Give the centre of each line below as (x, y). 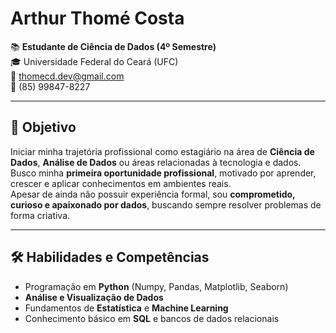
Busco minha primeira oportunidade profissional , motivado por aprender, (163, 173)
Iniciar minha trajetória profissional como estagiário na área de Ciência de (162, 151)
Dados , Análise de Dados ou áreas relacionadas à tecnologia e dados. (156, 162)
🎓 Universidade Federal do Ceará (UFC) (94, 61)
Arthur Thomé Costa (97, 18)
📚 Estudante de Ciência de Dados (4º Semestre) (113, 46)
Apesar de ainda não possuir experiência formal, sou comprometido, (153, 194)
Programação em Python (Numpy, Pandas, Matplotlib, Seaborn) (156, 286)
